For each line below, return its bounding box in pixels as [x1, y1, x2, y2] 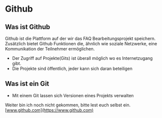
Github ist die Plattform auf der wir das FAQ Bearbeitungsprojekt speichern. [5, 35, 156, 41]
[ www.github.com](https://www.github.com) [5, 107, 94, 113]
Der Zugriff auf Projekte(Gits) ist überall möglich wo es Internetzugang [12, 55, 153, 61]
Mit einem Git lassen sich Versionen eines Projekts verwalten [12, 92, 134, 98]
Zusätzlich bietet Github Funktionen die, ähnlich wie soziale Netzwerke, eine [5, 41, 158, 47]
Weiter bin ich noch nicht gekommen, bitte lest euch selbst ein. [5, 102, 131, 108]
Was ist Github [5, 23, 50, 31]
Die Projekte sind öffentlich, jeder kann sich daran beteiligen [12, 66, 132, 71]
